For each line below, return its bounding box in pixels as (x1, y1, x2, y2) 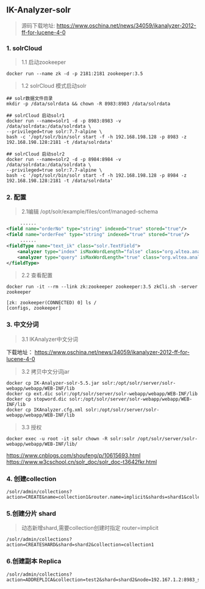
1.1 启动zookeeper (21, 59, 66, 66)
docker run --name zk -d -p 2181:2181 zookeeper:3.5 (6, 71, 143, 77)
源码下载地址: (21, 21, 56, 29)
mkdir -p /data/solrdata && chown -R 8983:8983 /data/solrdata (6, 101, 171, 107)
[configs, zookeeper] (6, 305, 62, 312)
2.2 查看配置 (21, 271, 53, 279)
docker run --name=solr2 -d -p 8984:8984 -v (6, 157, 121, 163)
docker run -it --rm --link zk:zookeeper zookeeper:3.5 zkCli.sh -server (6, 284, 198, 290)
